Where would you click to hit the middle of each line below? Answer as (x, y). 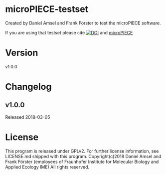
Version (22, 53)
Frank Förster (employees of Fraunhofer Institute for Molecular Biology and (82, 162)
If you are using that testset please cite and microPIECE (69, 32)
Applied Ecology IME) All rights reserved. (47, 167)
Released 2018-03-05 (28, 117)
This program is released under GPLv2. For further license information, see (82, 151)
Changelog (28, 87)
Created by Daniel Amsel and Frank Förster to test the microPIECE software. (83, 23)
